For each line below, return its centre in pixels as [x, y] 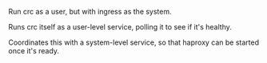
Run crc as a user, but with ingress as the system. [90, 12]
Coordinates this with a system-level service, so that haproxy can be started [134, 42]
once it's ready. [34, 51]
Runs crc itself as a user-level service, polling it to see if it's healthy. [120, 27]
